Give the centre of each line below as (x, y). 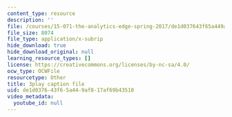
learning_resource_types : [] (49, 58)
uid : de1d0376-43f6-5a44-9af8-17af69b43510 (71, 90)
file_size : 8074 (30, 33)
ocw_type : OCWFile (33, 71)
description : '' (30, 20)
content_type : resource (41, 13)
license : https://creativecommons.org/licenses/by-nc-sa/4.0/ (98, 65)
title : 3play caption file (46, 84)
